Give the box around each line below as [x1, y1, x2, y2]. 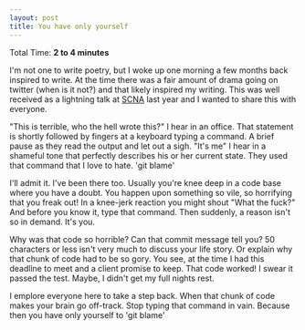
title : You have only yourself [9, 22, 129, 31]
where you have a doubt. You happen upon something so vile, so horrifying [9, 187, 292, 198]
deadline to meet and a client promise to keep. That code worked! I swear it [9, 263, 294, 273]
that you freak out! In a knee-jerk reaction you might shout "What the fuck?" [9, 197, 296, 208]
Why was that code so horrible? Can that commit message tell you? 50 [9, 233, 276, 244]
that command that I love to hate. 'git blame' [9, 160, 175, 170]
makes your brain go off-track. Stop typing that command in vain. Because [9, 300, 290, 311]
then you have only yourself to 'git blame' [9, 309, 166, 320]
